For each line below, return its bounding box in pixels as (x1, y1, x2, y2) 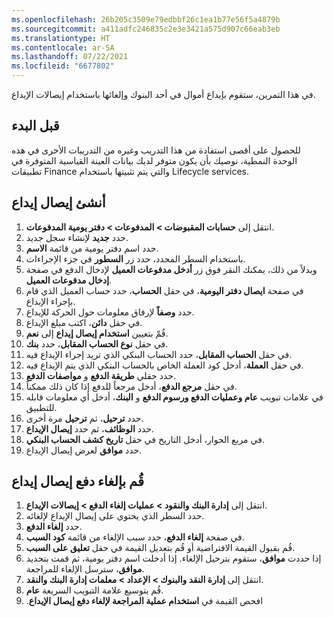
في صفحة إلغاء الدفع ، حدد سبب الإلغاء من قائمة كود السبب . (25, 531, 245, 543)
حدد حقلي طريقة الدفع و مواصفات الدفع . (25, 369, 176, 381)
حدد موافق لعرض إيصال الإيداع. (25, 444, 143, 456)
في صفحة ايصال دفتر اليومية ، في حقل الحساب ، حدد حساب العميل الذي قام (25, 284, 304, 296)
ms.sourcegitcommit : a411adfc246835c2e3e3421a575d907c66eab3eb (11, 24, 281, 34)
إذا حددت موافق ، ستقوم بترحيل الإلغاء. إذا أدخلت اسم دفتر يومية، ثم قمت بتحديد (25, 552, 322, 565)
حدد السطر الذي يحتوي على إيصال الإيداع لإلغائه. (25, 510, 205, 522)
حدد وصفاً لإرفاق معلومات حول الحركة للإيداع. (25, 306, 195, 318)
